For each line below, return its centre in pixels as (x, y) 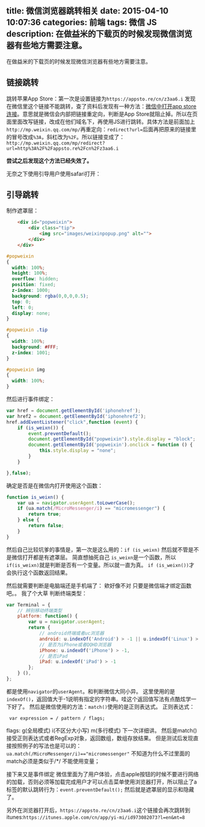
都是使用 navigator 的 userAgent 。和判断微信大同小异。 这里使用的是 (91, 691)
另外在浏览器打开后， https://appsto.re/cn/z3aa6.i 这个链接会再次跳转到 (99, 810)
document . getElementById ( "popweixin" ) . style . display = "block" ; (112, 439)
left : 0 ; (23, 307)
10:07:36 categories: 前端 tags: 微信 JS (82, 22)
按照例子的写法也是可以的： (46, 745)
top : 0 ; (22, 302)
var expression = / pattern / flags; (57, 718)
